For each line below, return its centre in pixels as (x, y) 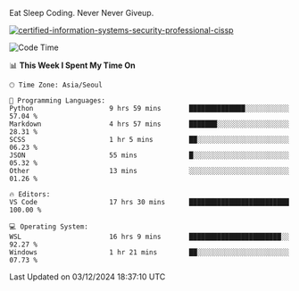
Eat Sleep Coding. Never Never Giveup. (82, 13)
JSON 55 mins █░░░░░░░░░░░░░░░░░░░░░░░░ (149, 155)
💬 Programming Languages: (57, 101)
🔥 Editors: (30, 195)
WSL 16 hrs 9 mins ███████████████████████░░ (149, 237)
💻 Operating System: (49, 227)
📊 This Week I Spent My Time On (72, 65)
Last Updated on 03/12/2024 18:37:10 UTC (87, 277)
